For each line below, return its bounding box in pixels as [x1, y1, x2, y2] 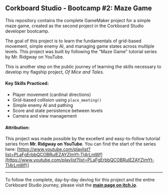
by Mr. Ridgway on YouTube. [5, 54, 64, 60]
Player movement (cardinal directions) [12, 91, 91, 98]
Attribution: [5, 124, 30, 130]
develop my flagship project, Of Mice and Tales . [5, 69, 104, 75]
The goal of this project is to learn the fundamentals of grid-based [5, 38, 141, 44]
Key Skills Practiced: [5, 80, 49, 86]
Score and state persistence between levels [12, 108, 103, 114]
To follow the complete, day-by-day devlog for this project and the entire [5, 177, 155, 183]
